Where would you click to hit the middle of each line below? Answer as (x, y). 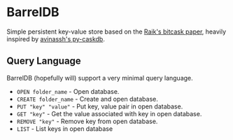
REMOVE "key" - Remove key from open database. (87, 121)
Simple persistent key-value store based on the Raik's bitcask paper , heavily (116, 31)
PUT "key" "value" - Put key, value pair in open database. (100, 106)
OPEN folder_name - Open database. (68, 91)
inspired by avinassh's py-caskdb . (56, 38)
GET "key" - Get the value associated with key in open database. (109, 113)
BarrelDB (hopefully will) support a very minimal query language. (100, 78)
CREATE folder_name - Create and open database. (87, 99)
